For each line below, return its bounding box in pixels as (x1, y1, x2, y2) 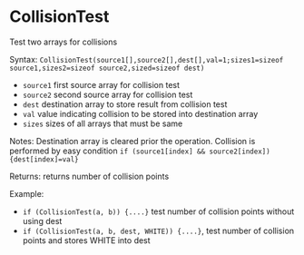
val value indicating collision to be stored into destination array (22, 108, 259, 119)
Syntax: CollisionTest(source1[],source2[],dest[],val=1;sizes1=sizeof (9, 54, 284, 64)
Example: (9, 188, 44, 199)
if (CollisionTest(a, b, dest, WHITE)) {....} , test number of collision (22, 225, 295, 236)
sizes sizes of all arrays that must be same (22, 118, 183, 129)
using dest (22, 215, 63, 226)
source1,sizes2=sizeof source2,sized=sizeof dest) (9, 64, 205, 73)
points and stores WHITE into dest (22, 234, 152, 246)
